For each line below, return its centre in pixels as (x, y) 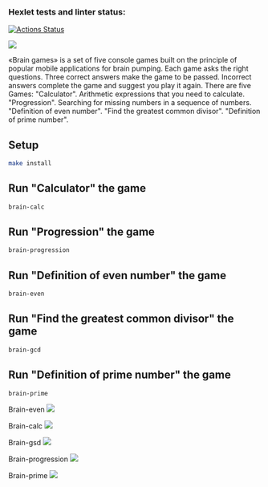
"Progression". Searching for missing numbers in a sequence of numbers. (130, 103)
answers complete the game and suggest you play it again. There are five (130, 86)
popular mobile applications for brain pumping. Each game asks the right (128, 69)
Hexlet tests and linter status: (67, 12)
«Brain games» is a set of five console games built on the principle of (123, 60)
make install (30, 164)
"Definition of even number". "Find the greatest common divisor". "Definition (134, 112)
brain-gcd (25, 350)
